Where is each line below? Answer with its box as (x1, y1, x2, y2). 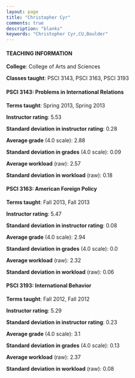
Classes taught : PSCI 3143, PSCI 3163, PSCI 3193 (6, 74, 130, 82)
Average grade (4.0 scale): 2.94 (6, 233, 85, 241)
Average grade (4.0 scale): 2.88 (6, 136, 85, 144)
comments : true (6, 20, 44, 26)
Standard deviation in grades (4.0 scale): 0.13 (6, 341, 120, 349)
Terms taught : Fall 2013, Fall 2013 (6, 199, 90, 206)
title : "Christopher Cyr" (6, 14, 70, 20)
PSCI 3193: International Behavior (6, 282, 91, 289)
